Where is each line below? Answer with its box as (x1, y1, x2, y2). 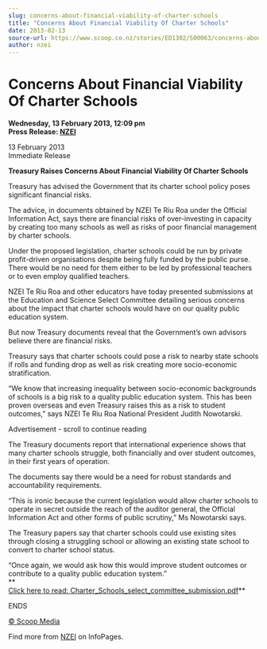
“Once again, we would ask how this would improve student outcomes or (8, 561, 248, 570)
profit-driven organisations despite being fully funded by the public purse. (8, 255, 250, 265)
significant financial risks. (8, 190, 92, 199)
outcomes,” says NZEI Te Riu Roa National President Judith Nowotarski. (8, 409, 242, 419)
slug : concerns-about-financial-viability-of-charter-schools (8, 11, 219, 20)
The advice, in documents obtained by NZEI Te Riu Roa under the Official (8, 206, 247, 215)
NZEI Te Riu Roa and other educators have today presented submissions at (8, 287, 253, 296)
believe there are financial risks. (8, 336, 113, 346)
